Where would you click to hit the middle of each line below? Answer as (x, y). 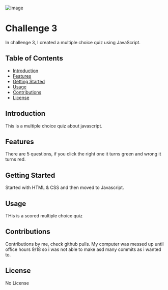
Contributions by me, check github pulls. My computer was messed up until (85, 244)
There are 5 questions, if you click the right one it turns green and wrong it (83, 154)
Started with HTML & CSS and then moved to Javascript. (65, 187)
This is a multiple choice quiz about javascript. (54, 126)
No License (17, 283)
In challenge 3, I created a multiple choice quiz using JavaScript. (73, 42)
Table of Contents (34, 58)
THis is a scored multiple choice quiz (44, 216)
